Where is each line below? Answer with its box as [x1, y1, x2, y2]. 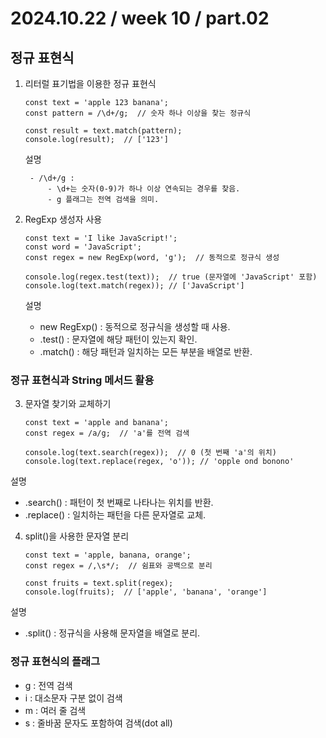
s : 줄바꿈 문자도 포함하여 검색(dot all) [24, 717, 173, 729]
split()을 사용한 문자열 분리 [24, 530, 130, 542]
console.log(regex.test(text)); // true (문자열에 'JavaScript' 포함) [24, 272, 318, 282]
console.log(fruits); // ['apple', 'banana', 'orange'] [24, 587, 268, 597]
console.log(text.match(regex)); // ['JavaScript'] [24, 281, 245, 291]
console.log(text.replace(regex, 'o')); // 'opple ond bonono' [24, 457, 295, 467]
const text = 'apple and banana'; [24, 418, 169, 428]
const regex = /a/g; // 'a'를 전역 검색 [24, 428, 190, 439]
